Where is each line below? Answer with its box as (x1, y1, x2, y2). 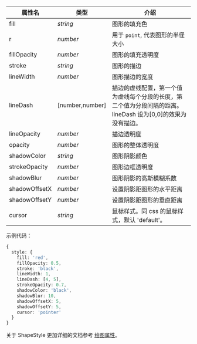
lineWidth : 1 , (16, 271, 51, 277)
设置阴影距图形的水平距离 (112, 185, 183, 193)
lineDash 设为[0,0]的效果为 (112, 110, 186, 118)
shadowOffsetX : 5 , (16, 298, 62, 304)
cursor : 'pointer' (16, 309, 62, 315)
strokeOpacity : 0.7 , (16, 282, 67, 288)
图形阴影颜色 (112, 152, 148, 160)
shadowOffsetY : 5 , (16, 303, 62, 310)
